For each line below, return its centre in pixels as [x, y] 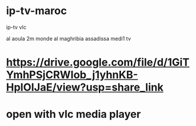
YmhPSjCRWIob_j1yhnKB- [72, 75]
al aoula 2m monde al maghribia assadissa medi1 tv [68, 38]
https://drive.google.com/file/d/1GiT [98, 62]
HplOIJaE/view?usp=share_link [85, 87]
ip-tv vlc [16, 27]
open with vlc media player [73, 115]
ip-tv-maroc [37, 11]
